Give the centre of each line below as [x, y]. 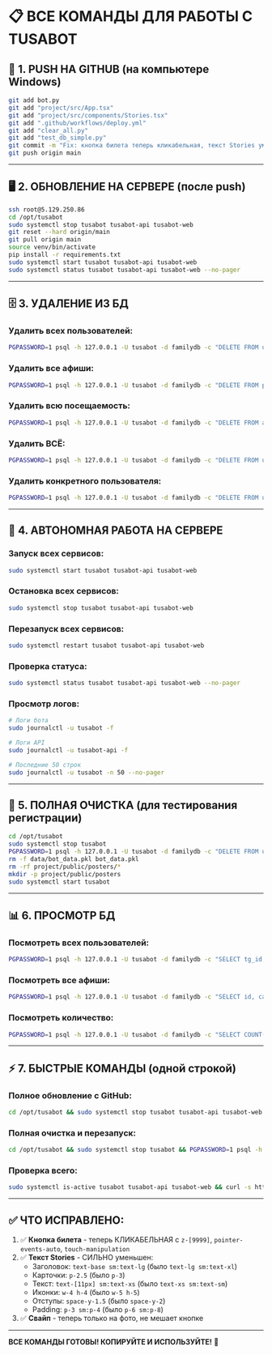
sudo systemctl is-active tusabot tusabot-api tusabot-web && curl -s [130, 1187]
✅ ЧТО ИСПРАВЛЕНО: [66, 1220]
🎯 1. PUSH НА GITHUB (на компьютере [109, 69]
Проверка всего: [43, 1170]
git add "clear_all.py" [49, 130]
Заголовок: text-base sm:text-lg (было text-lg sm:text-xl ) [134, 1267]
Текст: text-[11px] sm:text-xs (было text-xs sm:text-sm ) [130, 1284]
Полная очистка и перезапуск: [72, 1133]
